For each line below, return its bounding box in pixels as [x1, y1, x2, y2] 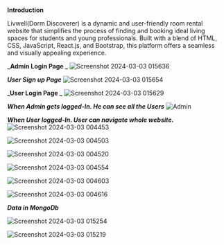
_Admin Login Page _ [7, 62, 68, 70]
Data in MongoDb [7, 203, 59, 212]
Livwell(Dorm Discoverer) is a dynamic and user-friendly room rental [7, 19, 203, 27]
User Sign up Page [7, 75, 62, 84]
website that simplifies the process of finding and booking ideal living [7, 27, 206, 35]
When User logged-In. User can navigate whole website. [7, 116, 174, 124]
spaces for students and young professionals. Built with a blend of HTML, [7, 34, 217, 42]
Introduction [7, 6, 44, 14]
